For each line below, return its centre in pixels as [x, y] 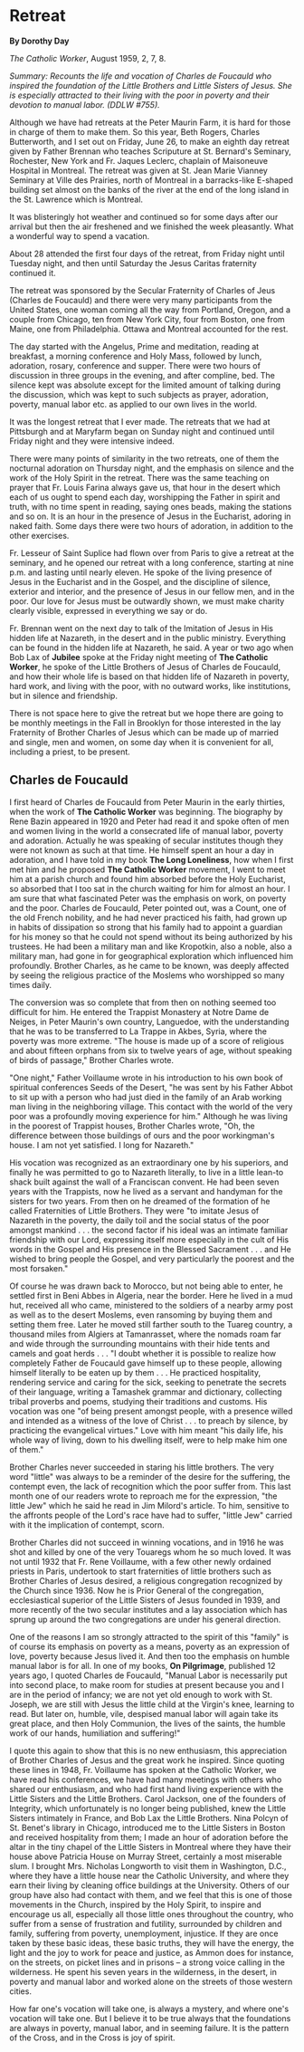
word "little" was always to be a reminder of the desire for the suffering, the [150, 1476]
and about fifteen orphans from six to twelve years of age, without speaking [151, 1050]
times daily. [31, 984]
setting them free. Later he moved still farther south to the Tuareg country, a [151, 1324]
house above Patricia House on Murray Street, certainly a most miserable [146, 1856]
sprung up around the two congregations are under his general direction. [145, 1619]
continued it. [33, 273]
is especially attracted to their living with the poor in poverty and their [139, 95]
